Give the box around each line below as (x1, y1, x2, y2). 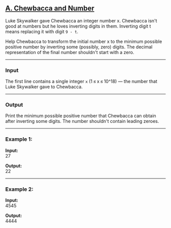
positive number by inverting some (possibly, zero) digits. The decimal (5, 43, 153, 50)
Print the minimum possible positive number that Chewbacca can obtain (5, 113, 156, 119)
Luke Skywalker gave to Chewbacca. (5, 84, 83, 90)
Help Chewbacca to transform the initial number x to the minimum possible (5, 38, 162, 44)
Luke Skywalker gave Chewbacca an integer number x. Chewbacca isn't (5, 17, 157, 23)
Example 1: (5, 136, 33, 143)
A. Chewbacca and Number (5, 4, 95, 13)
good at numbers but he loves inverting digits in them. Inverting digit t (5, 23, 151, 29)
